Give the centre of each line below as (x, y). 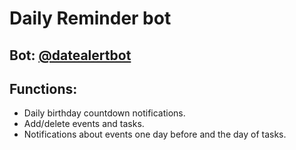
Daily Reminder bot (90, 18)
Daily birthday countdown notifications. (104, 113)
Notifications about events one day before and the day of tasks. (155, 134)
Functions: (43, 88)
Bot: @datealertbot (70, 55)
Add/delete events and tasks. (84, 124)
